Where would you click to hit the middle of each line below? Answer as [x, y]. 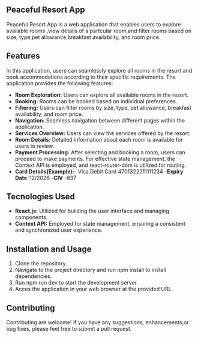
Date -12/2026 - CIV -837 [46, 178]
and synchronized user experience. [59, 230]
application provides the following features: [60, 83]
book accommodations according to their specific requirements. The [91, 77]
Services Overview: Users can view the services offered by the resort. [103, 133]
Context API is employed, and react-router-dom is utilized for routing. [100, 165]
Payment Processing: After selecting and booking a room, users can [100, 152]
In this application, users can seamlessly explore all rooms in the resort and [99, 70]
